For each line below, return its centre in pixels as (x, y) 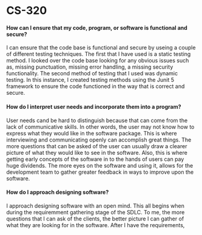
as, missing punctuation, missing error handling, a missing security (90, 67)
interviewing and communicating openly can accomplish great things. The (99, 140)
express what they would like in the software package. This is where (92, 133)
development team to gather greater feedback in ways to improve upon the (100, 172)
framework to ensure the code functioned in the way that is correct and (96, 86)
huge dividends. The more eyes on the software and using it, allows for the (100, 165)
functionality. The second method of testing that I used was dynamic (92, 73)
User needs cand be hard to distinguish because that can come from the (97, 120)
